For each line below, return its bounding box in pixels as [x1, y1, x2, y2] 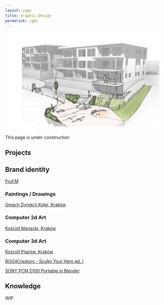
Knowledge [5, 282, 41, 290]
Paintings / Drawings [5, 191, 56, 197]
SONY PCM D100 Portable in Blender [5, 268, 80, 274]
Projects [5, 149, 31, 157]
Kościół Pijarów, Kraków [5, 248, 54, 254]
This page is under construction [5, 134, 70, 140]
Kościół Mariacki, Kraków [5, 225, 56, 231]
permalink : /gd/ [5, 18, 38, 23]
